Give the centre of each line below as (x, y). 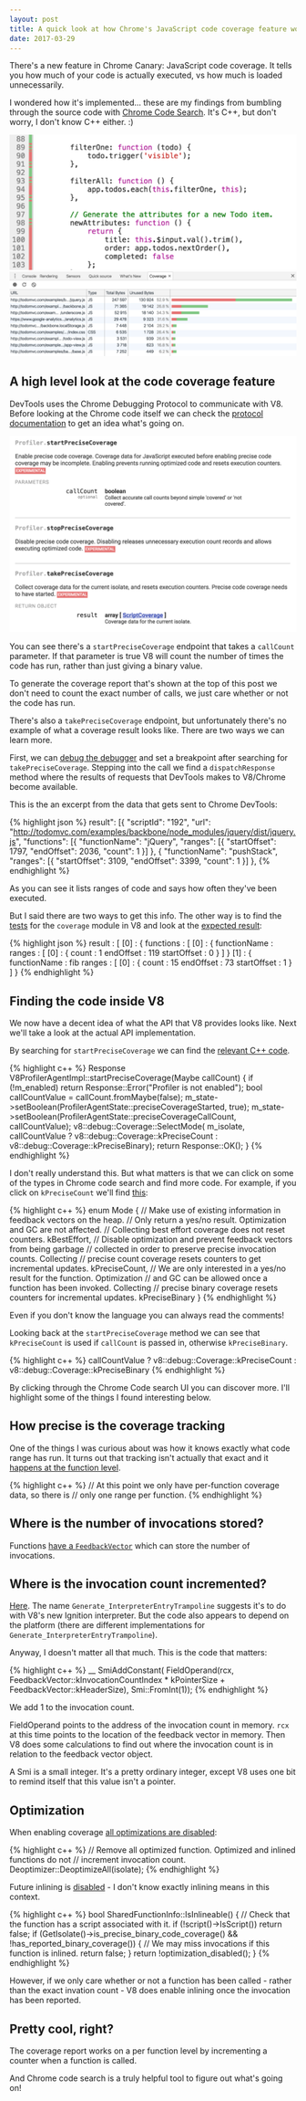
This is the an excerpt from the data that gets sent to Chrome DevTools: (143, 804)
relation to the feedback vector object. (81, 1754)
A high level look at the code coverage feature (143, 382)
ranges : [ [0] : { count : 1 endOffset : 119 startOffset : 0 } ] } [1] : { (131, 953)
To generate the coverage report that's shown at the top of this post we (143, 684)
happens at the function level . (65, 1467)
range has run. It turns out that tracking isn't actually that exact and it (139, 1457)
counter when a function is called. (73, 2060)
